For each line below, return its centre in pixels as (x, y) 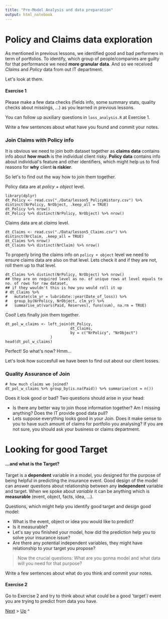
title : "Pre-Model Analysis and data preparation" (59, 10)
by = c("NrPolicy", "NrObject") (104, 333)
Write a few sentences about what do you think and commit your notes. (79, 573)
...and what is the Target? (32, 464)
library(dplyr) (21, 196)
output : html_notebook (29, 15)
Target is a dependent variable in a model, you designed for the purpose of (83, 475)
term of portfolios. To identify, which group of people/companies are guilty (82, 59)
